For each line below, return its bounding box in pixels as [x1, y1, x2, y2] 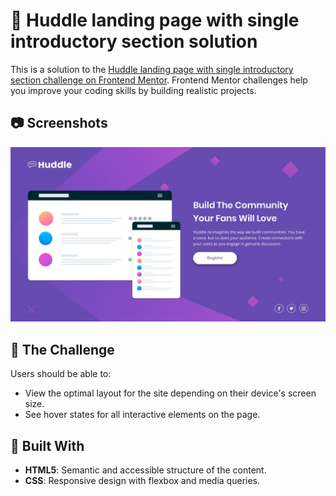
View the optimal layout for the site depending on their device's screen [24, 387, 317, 399]
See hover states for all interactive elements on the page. [24, 409, 261, 421]
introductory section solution [10, 30, 258, 53]
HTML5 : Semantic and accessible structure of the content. [24, 464, 267, 476]
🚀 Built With [10, 437, 85, 454]
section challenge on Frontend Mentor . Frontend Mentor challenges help [10, 74, 308, 86]
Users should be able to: [10, 368, 112, 380]
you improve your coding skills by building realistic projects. [10, 84, 257, 96]
